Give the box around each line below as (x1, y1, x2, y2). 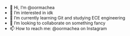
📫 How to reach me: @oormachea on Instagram (9, 26, 107, 31)
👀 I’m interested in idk (9, 10, 54, 16)
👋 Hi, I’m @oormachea (9, 5, 55, 10)
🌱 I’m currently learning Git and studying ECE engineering (9, 15, 126, 20)
